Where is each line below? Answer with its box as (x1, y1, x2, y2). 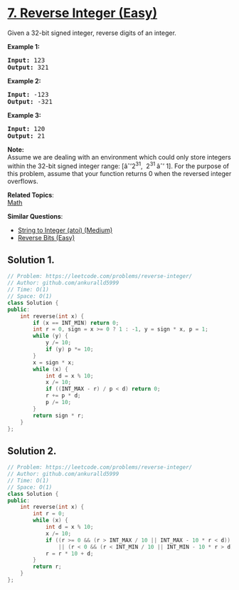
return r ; (33, 563, 62, 571)
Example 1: (7, 42, 41, 51)
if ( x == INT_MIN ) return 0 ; (33, 319, 119, 326)
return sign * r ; (33, 412, 84, 419)
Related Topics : (7, 190, 55, 199)
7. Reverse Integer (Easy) (7, 5, 158, 21)
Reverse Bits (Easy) (17, 233, 75, 242)
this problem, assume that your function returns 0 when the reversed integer (7, 169, 232, 177)
